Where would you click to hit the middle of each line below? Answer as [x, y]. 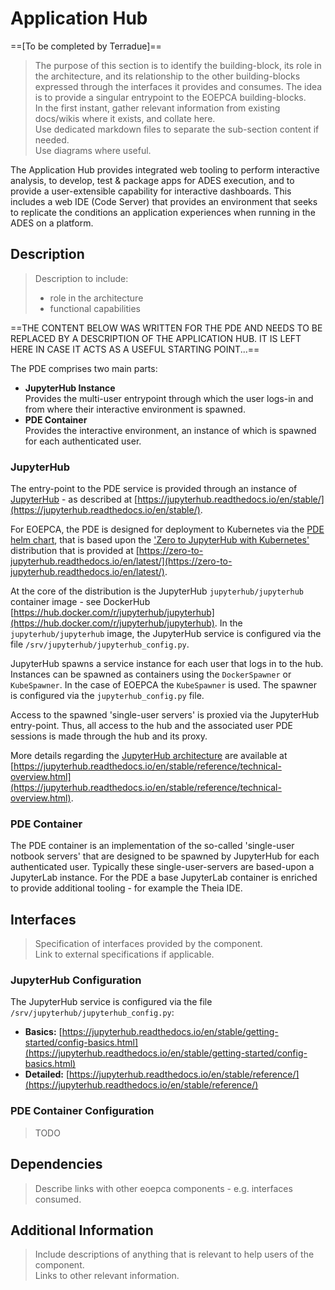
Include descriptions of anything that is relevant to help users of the [174, 1254]
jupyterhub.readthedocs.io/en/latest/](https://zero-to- [121, 561]
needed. [52, 139]
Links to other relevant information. [107, 1276]
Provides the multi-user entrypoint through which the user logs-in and [169, 398]
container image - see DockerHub [80, 602]
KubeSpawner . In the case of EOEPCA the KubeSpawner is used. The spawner [163, 685]
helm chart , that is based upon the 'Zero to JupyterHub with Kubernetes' [160, 540]
